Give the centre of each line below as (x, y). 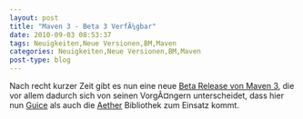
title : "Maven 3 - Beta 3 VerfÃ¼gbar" (83, 26)
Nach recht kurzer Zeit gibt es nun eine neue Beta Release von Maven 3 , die (152, 86)
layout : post (34, 18)
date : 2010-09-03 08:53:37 (61, 35)
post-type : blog (40, 60)
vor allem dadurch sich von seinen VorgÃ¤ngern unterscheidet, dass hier (147, 95)
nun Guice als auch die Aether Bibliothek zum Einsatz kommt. (124, 105)
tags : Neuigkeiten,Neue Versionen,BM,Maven (93, 43)
